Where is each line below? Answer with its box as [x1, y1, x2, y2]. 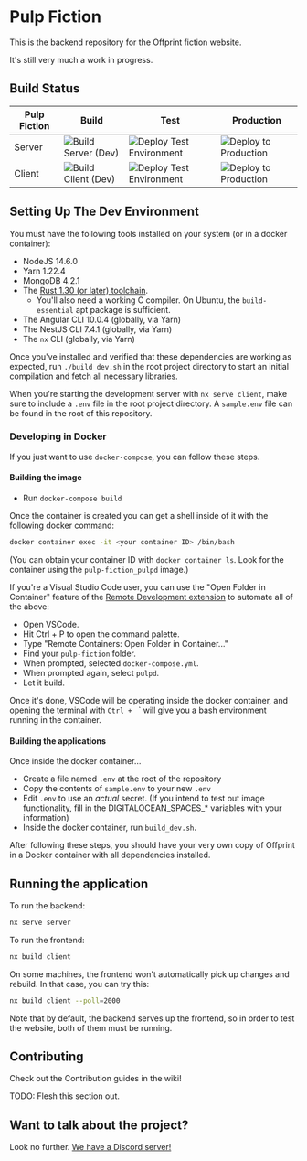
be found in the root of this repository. [9, 407, 153, 418]
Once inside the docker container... [9, 756, 142, 767]
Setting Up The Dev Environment [9, 204, 199, 220]
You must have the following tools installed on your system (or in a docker [9, 228, 288, 239]
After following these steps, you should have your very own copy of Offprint [9, 840, 295, 851]
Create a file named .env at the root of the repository [22, 773, 222, 784]
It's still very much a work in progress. [9, 54, 153, 65]
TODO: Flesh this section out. [9, 1091, 121, 1102]
